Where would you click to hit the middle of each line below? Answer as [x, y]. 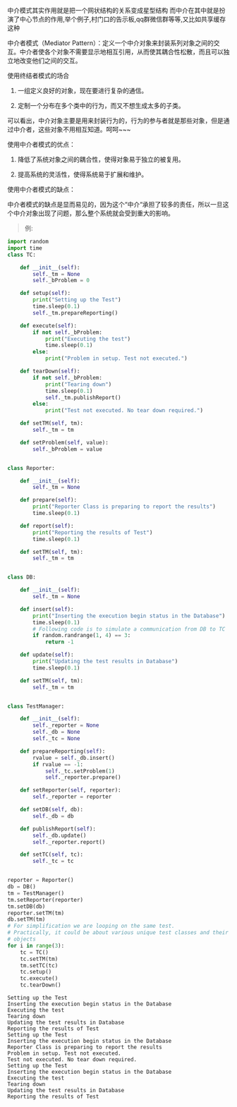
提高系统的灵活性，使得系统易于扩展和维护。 [83, 174]
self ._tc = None [56, 739]
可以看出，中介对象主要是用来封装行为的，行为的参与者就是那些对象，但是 [115, 121]
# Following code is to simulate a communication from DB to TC [129, 629]
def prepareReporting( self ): [63, 751]
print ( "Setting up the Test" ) [77, 300]
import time [25, 248]
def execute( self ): [49, 326]
